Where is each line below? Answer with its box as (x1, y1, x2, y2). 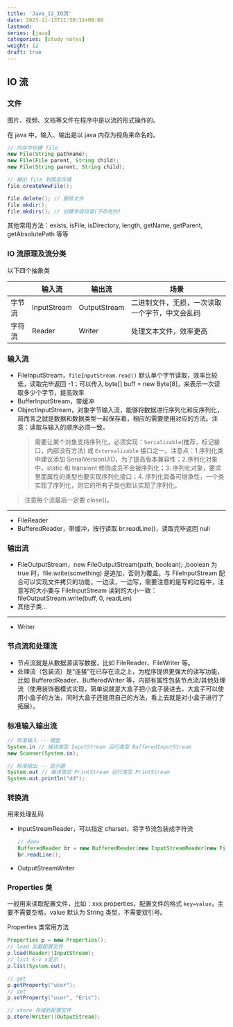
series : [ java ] (7, 29, 51, 37)
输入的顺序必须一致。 (47, 423, 109, 432)
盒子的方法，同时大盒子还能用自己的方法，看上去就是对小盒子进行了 (29, 693, 224, 701)
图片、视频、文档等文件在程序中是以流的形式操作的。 (7, 116, 159, 124)
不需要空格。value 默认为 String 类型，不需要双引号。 (12, 909, 166, 917)
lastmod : (7, 23, 33, 30)
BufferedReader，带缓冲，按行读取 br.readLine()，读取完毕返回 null (17, 525, 210, 533)
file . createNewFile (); (7, 182, 73, 189)
